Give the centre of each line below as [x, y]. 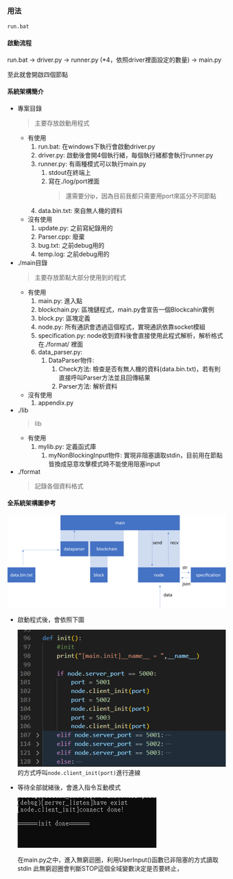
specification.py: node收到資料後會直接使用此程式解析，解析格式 [130, 335]
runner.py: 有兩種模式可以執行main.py [92, 164]
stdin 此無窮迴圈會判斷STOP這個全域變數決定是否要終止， [100, 869]
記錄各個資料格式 [59, 486]
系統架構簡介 [25, 92]
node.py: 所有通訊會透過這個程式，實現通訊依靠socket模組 [122, 327]
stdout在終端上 [70, 172]
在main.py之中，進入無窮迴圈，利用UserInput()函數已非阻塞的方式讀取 [118, 860]
